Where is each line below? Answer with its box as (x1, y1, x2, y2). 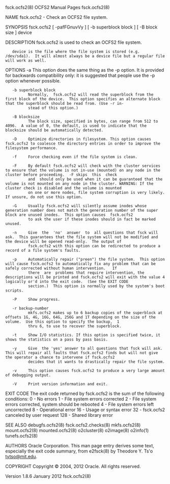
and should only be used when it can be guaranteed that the (27, 177, 163, 182)
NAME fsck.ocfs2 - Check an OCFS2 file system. (5, 14, 108, 20)
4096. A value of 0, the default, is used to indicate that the (5, 123, 147, 128)
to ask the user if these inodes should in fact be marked (27, 217, 156, 222)
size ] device (5, 30, 32, 35)
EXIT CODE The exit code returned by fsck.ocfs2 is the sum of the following (5, 390, 164, 396)
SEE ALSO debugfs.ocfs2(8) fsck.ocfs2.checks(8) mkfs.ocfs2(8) (5, 422, 141, 428)
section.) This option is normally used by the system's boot (27, 283, 165, 289)
